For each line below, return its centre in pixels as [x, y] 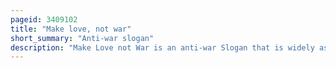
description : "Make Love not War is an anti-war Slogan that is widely [162, 47]
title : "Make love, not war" [71, 29]
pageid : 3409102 [44, 19]
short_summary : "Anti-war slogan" [82, 38]
